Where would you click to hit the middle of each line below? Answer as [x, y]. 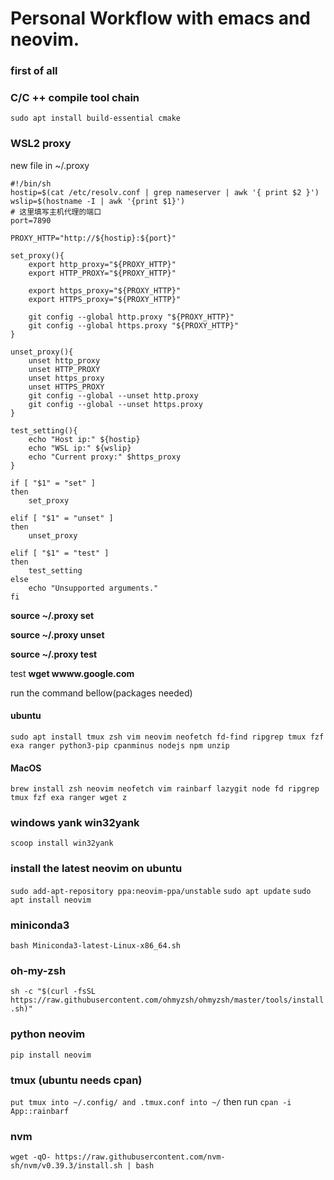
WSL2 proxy [41, 144]
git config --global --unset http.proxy [113, 395]
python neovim [48, 1034]
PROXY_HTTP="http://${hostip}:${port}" [93, 238]
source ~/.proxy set [52, 615]
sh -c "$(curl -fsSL [53, 992]
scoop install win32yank [62, 843]
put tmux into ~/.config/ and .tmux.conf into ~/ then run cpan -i [151, 1101]
